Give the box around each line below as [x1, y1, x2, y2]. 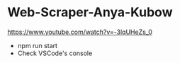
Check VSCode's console [17, 49, 93, 57]
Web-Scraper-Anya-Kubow [7, 4, 173, 21]
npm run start [17, 41, 58, 50]
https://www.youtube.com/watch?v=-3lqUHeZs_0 [7, 28, 152, 36]
